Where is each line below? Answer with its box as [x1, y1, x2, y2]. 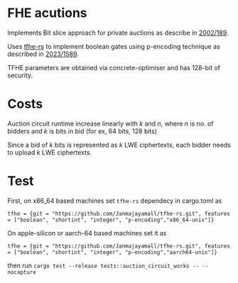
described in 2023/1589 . [7, 50, 80, 58]
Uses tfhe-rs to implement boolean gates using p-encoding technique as [7, 42, 220, 50]
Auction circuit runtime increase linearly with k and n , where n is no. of [7, 119, 214, 128]
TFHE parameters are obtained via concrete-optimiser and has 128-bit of [7, 63, 221, 72]
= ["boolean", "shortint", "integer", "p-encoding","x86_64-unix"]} [7, 216, 215, 223]
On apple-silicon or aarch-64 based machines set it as [7, 228, 167, 237]
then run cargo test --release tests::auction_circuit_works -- [7, 261, 200, 270]
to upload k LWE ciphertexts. [7, 148, 92, 157]
